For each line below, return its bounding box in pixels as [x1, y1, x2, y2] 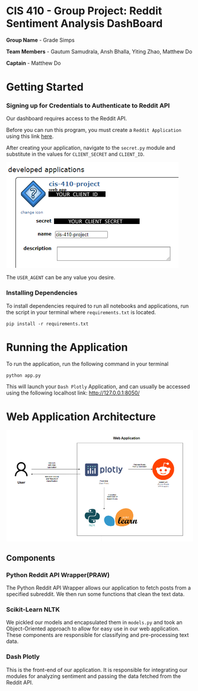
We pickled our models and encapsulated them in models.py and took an [6, 619, 183, 626]
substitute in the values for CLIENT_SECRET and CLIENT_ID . [6, 150, 145, 158]
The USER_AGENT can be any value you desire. [6, 274, 116, 281]
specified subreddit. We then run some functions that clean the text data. [6, 591, 185, 598]
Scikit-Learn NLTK [6, 605, 60, 613]
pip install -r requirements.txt [6, 321, 89, 327]
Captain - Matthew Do [6, 59, 61, 67]
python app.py [6, 373, 41, 378]
